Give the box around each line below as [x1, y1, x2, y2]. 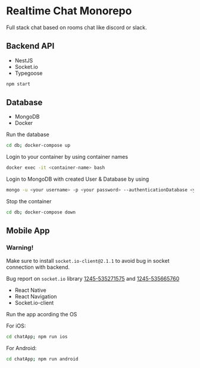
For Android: [6, 344, 37, 351]
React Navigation [14, 292, 57, 300]
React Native [14, 287, 46, 294]
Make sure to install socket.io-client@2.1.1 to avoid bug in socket [6, 257, 170, 264]
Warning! [6, 244, 34, 252]
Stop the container [6, 198, 52, 205]
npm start [6, 81, 31, 87]
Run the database [6, 131, 49, 138]
